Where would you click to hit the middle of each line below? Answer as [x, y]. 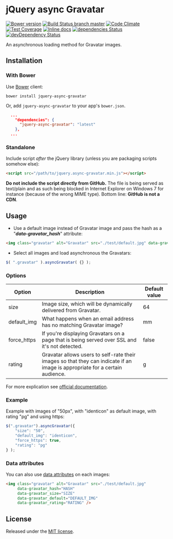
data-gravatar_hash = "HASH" [46, 489]
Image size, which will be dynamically [87, 304]
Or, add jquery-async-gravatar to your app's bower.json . [66, 105]
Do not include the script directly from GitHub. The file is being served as [85, 183]
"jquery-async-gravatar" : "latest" [57, 124]
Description [90, 292]
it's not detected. [62, 347]
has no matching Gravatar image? [82, 325]
